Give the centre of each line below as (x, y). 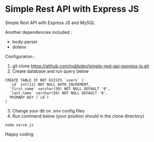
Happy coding (19, 134)
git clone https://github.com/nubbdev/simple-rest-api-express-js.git (80, 66)
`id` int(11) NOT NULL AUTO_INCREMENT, (50, 85)
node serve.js (20, 125)
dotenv (19, 47)
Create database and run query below (50, 71)
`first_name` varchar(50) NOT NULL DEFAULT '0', (60, 89)
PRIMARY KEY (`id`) (29, 97)
